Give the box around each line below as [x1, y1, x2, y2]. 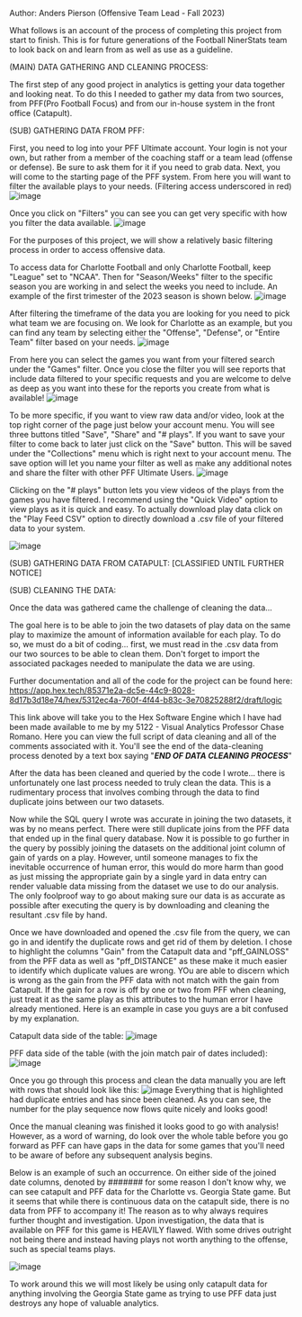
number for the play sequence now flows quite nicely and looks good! [9, 1104, 268, 1114]
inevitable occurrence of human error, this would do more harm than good [9, 861, 284, 872]
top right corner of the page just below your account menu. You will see [9, 419, 276, 430]
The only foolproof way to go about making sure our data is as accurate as [9, 890, 286, 901]
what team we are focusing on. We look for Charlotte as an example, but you [9, 318, 293, 328]
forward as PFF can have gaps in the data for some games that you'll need [9, 1141, 285, 1150]
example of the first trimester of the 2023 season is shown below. [9, 291, 253, 301]
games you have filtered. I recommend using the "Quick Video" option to [9, 494, 279, 505]
